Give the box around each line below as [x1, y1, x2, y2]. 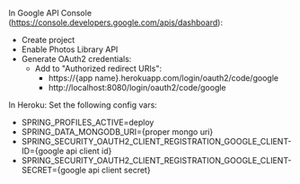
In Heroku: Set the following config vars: [8, 100, 158, 110]
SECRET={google [21, 165, 87, 175]
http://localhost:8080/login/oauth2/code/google [48, 83, 226, 92]
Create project [21, 35, 75, 45]
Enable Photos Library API [21, 44, 119, 55]
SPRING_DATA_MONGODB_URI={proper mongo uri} [21, 127, 214, 137]
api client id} [66, 145, 112, 156]
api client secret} [88, 165, 151, 175]
